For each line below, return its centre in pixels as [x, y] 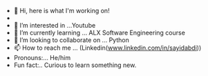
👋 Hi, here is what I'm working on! [62, 11]
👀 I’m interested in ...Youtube [55, 25]
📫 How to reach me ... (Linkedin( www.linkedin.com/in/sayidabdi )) [107, 48]
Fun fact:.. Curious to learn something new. [75, 65]
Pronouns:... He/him [42, 58]
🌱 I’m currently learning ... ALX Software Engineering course [99, 32]
